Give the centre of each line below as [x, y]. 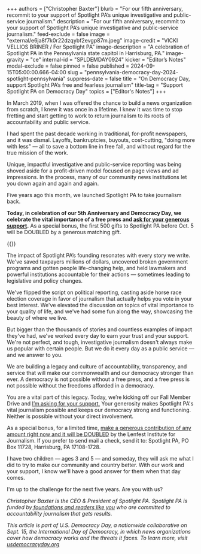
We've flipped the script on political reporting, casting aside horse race [94, 292]
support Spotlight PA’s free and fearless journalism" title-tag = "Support [95, 85]
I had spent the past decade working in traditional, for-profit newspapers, [97, 134]
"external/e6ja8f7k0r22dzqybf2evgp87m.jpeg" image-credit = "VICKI [92, 40]
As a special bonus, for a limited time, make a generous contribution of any [99, 428]
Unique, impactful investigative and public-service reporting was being [94, 164]
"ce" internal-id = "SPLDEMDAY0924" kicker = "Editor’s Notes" [108, 60]
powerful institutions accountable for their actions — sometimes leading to [99, 274]
